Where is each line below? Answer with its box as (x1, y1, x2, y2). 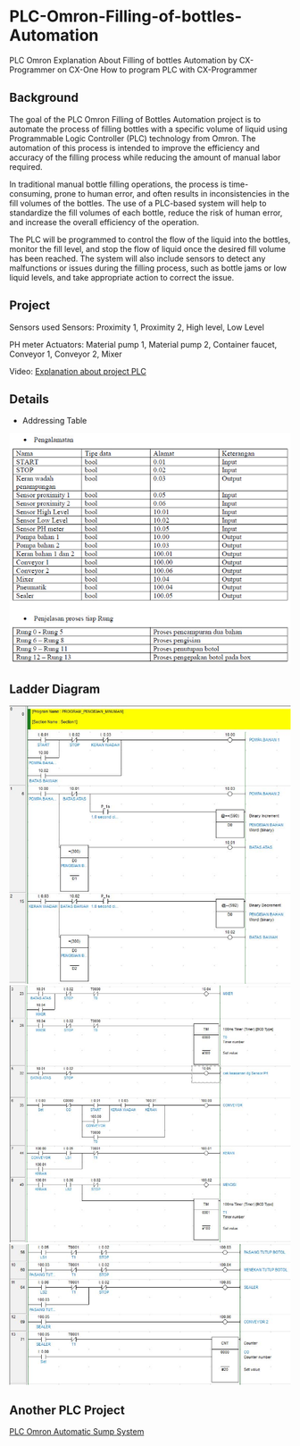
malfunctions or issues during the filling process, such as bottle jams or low (9, 262, 287, 273)
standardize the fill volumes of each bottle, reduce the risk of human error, (9, 207, 283, 218)
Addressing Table (21, 416, 87, 426)
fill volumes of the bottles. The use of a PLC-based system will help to (9, 198, 267, 208)
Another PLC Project (9, 1402, 125, 1417)
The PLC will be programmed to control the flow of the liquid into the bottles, (9, 234, 291, 245)
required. (9, 161, 43, 172)
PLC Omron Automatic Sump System (9, 1426, 145, 1437)
